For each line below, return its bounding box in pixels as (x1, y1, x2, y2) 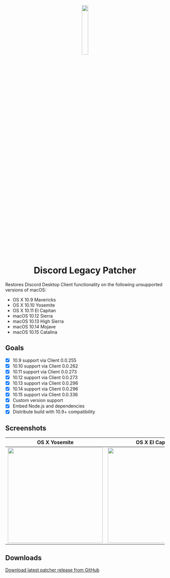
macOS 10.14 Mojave (12, 323, 56, 329)
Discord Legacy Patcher (33, 265, 137, 276)
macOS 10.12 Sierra (12, 313, 53, 319)
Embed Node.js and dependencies (12, 403, 85, 409)
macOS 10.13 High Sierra (12, 318, 64, 324)
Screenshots (5, 424, 47, 432)
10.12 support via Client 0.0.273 (12, 374, 78, 380)
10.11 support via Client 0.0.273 (12, 368, 77, 375)
